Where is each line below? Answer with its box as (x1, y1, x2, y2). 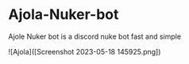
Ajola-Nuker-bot (8, 6, 119, 24)
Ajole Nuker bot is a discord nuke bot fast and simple (8, 32, 181, 41)
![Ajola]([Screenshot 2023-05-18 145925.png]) (8, 47, 161, 56)
